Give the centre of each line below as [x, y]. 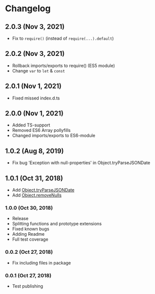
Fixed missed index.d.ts [36, 98]
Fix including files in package [42, 263]
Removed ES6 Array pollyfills [41, 130]
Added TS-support [31, 125]
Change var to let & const [38, 71]
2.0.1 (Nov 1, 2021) [33, 86]
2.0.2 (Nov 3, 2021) [35, 54]
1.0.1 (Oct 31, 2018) [34, 178]
